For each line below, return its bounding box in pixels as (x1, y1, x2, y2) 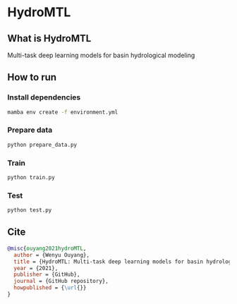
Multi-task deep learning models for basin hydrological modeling (7, 51, 195, 59)
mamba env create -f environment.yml (7, 109, 119, 116)
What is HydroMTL (7, 32, 92, 44)
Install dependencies (7, 92, 81, 102)
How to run (7, 71, 57, 83)
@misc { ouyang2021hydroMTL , (7, 245, 87, 252)
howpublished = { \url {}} (13, 284, 87, 291)
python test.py (7, 207, 52, 214)
